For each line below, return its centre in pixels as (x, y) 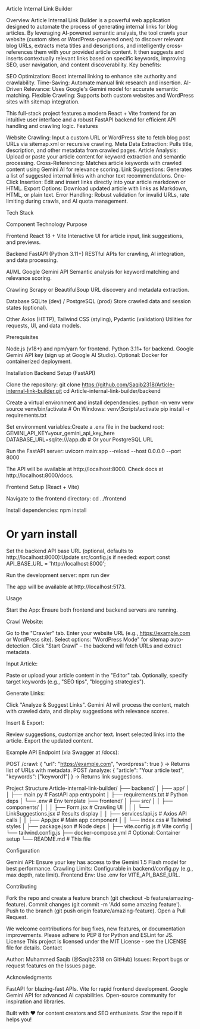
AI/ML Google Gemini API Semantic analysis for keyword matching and (93, 272)
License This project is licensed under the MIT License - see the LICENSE (96, 941)
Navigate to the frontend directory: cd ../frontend (66, 498)
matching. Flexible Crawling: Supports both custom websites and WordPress (100, 95)
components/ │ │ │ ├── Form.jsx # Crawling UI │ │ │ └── (78, 807)
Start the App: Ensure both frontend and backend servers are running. (92, 610)
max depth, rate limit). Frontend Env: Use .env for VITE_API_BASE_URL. (93, 875)
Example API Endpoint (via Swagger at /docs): (62, 752)
